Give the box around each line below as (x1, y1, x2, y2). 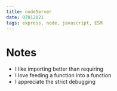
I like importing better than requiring (14, 65, 103, 72)
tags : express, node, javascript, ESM (6, 20, 103, 26)
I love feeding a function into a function (14, 72, 112, 79)
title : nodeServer (6, 8, 52, 15)
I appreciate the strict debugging (14, 78, 96, 86)
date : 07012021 (6, 14, 44, 20)
